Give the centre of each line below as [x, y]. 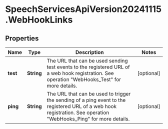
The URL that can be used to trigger [89, 94]
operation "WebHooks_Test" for [84, 79]
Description [89, 52]
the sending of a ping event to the [86, 100]
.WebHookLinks [39, 20]
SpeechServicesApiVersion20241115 [83, 9]
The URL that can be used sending [87, 61]
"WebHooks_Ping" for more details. [88, 119]
